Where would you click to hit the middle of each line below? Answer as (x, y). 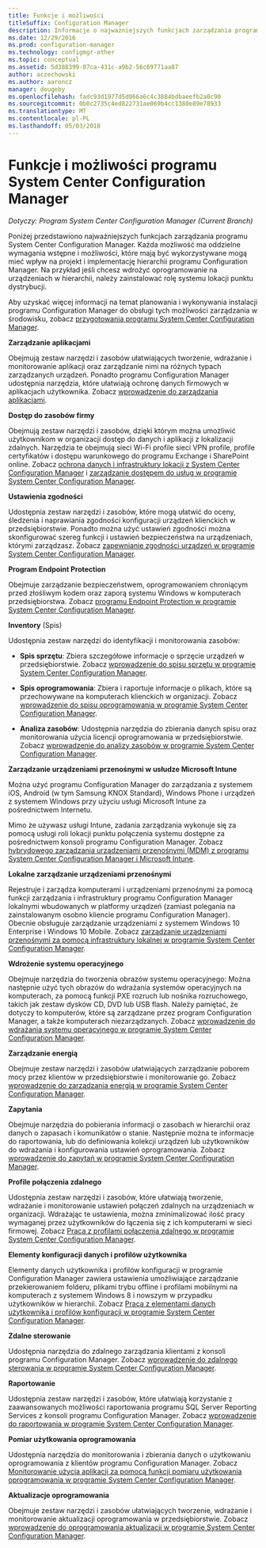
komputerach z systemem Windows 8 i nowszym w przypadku (110, 1295)
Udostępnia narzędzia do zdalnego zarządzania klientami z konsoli (117, 1351)
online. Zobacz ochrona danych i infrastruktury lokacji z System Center (124, 464)
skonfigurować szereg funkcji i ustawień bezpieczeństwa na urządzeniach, (131, 537)
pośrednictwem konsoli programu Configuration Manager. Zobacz (116, 842)
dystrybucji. (28, 287)
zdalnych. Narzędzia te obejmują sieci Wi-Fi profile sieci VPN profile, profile (132, 447)
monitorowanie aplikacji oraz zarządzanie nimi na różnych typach (115, 366)
